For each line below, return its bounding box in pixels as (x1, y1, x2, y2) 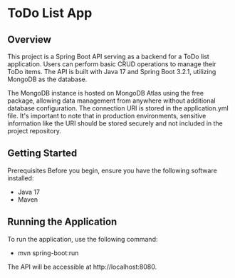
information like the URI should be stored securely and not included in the (7, 119, 223, 128)
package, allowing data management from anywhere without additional (7, 96, 216, 105)
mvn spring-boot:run (17, 248, 79, 257)
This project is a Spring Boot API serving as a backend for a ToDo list (7, 52, 210, 61)
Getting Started (7, 148, 78, 160)
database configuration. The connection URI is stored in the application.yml (7, 104, 229, 112)
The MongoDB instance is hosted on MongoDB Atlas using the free (7, 89, 204, 97)
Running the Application (7, 216, 117, 228)
